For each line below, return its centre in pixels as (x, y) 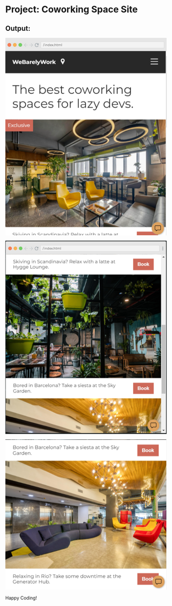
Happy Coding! (21, 598)
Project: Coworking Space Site (72, 9)
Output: (18, 28)
